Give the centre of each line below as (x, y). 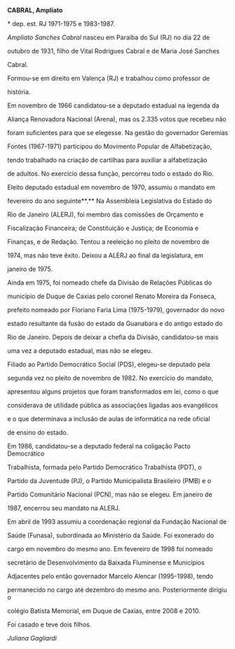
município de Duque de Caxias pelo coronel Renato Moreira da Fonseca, (112, 296)
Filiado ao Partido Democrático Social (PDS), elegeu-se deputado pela (109, 364)
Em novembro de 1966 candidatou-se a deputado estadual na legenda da (113, 105)
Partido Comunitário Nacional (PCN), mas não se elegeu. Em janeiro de (110, 494)
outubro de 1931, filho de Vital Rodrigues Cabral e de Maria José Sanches (113, 51)
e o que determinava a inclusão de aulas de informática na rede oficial (109, 419)
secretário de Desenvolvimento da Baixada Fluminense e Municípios (106, 563)
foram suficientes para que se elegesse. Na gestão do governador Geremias (118, 133)
